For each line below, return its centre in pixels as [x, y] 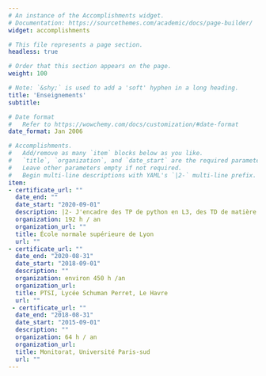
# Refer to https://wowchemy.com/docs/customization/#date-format [123, 124]
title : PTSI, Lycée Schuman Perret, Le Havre [92, 293]
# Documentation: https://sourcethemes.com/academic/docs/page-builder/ [131, 23]
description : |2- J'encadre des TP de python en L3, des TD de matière [136, 212]
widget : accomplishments [49, 30]
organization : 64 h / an [56, 337]
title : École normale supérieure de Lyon [85, 234]
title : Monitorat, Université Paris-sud [83, 352]
